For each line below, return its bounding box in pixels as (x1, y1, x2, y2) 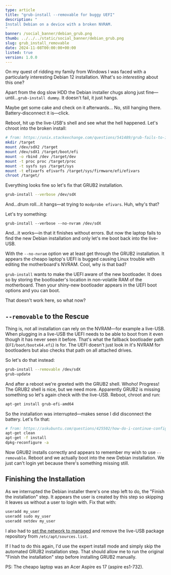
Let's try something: (5, 211, 47, 217)
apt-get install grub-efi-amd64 (5, 401, 74, 407)
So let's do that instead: (5, 357, 55, 363)
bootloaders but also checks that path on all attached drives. (5, 347, 133, 353)
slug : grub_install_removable (5, 41, 70, 46)
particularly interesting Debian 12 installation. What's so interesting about (5, 74, 159, 80)
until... (5, 95, 19, 101)
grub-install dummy (18, 96, 60, 101)
